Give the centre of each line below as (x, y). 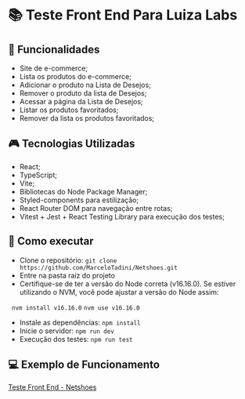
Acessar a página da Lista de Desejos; (81, 102)
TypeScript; (38, 175)
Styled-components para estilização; (79, 200)
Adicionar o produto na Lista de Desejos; (85, 85)
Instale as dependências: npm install (80, 322)
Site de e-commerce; (54, 68)
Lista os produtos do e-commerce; (75, 76)
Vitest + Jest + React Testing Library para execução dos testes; (122, 216)
